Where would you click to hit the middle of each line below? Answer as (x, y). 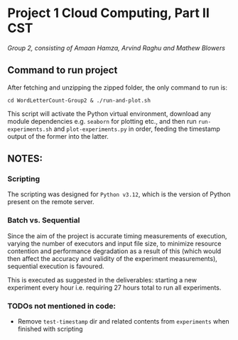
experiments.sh (30, 129)
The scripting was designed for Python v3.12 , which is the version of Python (119, 194)
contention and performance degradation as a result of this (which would (114, 251)
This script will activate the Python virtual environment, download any (109, 113)
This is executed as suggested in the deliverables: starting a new (102, 280)
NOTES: (25, 159)
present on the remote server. (51, 202)
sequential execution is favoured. (56, 266)
